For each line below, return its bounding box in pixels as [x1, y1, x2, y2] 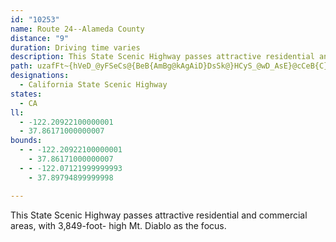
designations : [10, 71, 70, 81]
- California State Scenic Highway [19, 80, 168, 90]
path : [10, 61, 33, 71]
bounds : [10, 136, 43, 146]
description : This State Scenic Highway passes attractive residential [10, 52, 315, 62]
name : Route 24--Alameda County [10, 24, 145, 34]
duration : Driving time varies [10, 42, 141, 53]
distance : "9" [10, 33, 70, 43]
